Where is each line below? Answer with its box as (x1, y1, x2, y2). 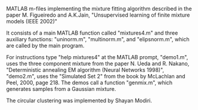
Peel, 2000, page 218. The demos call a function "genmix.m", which (6, 79, 173, 86)
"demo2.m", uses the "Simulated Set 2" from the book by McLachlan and (6, 73, 186, 80)
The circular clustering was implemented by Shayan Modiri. (6, 97, 152, 104)
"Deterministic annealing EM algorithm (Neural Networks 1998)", (6, 66, 165, 74)
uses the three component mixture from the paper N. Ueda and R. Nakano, (6, 60, 190, 67)
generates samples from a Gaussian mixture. (6, 85, 116, 92)
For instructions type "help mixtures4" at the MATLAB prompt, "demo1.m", (6, 54, 188, 60)
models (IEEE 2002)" (6, 18, 58, 25)
